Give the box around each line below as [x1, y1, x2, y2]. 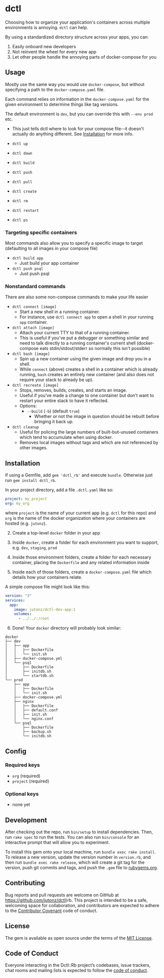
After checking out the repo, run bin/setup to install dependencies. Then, [5, 829, 153, 835]
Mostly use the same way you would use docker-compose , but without [5, 81, 145, 87]
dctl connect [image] [12, 305, 56, 310]
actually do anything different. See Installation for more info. [12, 131, 134, 137]
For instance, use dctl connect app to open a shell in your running [19, 314, 154, 320]
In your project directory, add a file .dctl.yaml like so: [5, 487, 114, 493]
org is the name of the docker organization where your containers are [5, 515, 146, 521]
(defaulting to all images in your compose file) [5, 246, 98, 252]
